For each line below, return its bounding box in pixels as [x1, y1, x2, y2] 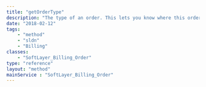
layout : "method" [6, 66, 51, 72]
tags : [6, 26, 20, 32]
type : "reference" [6, 60, 53, 66]
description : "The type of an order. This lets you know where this [6, 15, 185, 21]
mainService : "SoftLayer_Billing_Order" [6, 72, 114, 78]
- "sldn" [17, 37, 40, 43]
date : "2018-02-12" [6, 20, 56, 26]
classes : [6, 49, 29, 55]
